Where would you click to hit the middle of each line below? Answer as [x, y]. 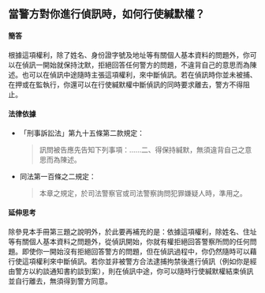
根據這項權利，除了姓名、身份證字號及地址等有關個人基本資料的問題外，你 [129, 54]
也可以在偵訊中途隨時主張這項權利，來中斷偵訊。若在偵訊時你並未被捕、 [139, 74]
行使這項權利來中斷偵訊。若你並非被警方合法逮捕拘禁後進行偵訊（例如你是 [129, 261]
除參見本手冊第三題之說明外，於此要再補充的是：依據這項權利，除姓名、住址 [132, 232]
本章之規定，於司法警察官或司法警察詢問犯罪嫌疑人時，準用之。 [143, 193]
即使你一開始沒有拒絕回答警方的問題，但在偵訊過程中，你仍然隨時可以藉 [139, 252]
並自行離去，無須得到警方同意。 [60, 281]
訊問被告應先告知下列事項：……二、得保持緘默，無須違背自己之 [142, 149]
